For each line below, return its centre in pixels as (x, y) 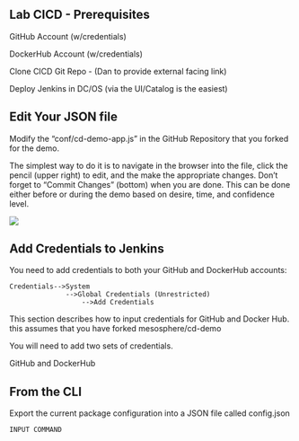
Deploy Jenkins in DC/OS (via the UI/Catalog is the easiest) (119, 88)
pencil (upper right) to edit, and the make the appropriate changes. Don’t (144, 175)
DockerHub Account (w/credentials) (76, 54)
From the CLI (46, 391)
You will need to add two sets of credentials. (91, 346)
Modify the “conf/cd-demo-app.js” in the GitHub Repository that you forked (149, 138)
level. (19, 203)
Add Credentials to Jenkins (87, 249)
